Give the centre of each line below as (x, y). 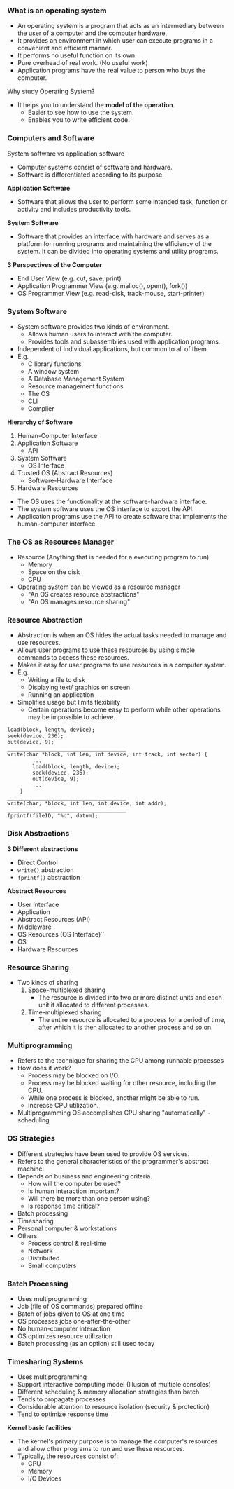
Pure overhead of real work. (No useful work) (82, 63)
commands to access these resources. (73, 658)
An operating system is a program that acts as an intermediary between (120, 26)
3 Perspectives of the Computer (55, 264)
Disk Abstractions (38, 834)
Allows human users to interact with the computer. (100, 334)
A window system (53, 371)
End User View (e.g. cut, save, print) (70, 278)
